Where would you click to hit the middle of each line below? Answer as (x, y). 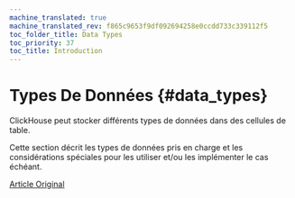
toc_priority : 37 (42, 43)
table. (20, 130)
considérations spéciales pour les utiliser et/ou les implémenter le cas (139, 157)
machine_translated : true (58, 18)
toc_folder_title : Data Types (66, 34)
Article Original (37, 184)
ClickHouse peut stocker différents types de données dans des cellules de (148, 121)
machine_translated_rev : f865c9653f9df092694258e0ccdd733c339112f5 (139, 26)
